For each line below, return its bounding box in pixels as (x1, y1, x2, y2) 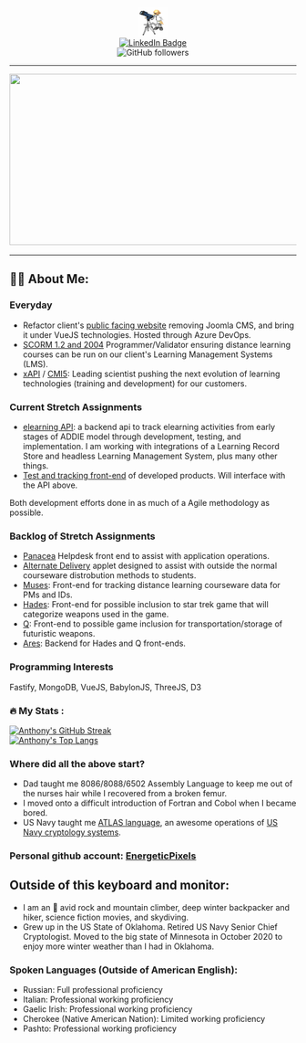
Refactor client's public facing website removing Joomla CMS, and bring (22, 320, 294, 331)
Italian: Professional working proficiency (22, 994, 174, 1006)
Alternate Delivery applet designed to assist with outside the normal (22, 560, 278, 572)
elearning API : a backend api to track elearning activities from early (22, 421, 276, 432)
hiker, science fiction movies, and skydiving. (22, 911, 189, 922)
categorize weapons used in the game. (22, 609, 169, 620)
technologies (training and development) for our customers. (22, 377, 248, 389)
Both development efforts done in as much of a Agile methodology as (9, 497, 270, 508)
